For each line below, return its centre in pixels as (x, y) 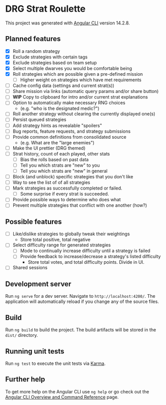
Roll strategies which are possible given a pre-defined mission (78, 74)
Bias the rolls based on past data (54, 159)
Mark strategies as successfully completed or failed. (68, 188)
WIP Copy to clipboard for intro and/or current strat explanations (80, 97)
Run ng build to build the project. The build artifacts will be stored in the (81, 330)
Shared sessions (30, 268)
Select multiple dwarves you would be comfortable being (72, 68)
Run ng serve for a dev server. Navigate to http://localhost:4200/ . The (80, 296)
